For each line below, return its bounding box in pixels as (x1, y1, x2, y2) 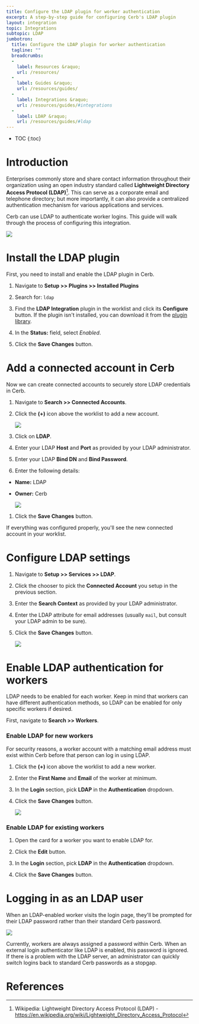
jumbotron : (6, 36, 33, 42)
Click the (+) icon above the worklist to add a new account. (14, 410, 159, 417)
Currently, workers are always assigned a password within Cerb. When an (6, 941, 187, 947)
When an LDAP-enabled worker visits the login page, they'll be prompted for (6, 912, 192, 918)
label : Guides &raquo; (17, 80, 73, 86)
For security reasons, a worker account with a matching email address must (6, 745, 191, 752)
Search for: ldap (14, 294, 54, 301)
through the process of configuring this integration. (6, 219, 131, 226)
